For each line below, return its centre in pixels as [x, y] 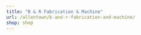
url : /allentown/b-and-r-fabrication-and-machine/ [71, 17]
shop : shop [20, 23]
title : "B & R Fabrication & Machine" [55, 12]
